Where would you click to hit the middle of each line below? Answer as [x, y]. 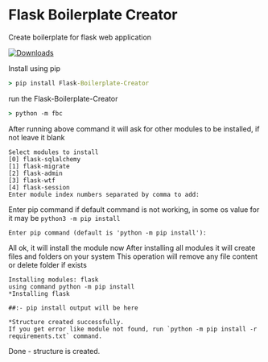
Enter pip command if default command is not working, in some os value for [134, 209]
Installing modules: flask [54, 280]
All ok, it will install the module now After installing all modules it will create [132, 248]
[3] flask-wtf [32, 180]
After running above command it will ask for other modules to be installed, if [134, 129]
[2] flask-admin [35, 173]
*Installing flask [39, 293]
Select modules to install [54, 152]
